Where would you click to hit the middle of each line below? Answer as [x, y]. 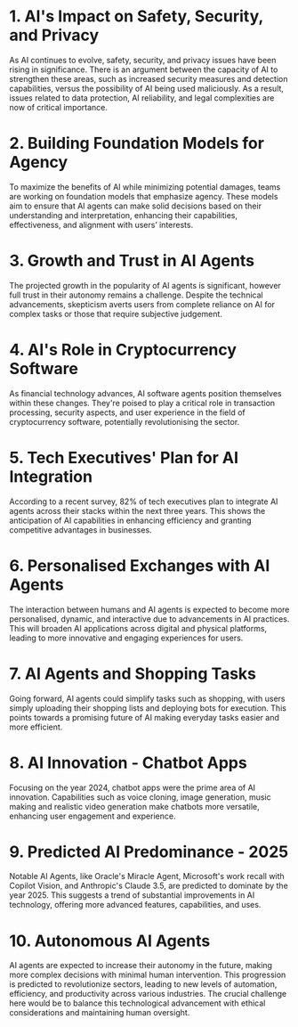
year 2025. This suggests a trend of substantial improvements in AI [132, 895]
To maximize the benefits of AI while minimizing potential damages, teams [145, 187]
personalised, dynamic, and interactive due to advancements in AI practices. [149, 619]
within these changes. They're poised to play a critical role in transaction [142, 403]
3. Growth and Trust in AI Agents [132, 261]
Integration [51, 476]
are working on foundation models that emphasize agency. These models [144, 196]
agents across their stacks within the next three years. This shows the [137, 510]
